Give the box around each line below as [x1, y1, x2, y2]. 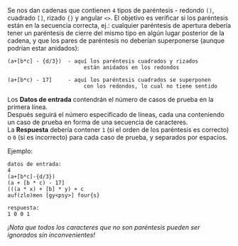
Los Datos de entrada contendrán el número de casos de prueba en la [7, 96, 214, 103]
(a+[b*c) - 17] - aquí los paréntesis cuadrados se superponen [7, 76, 212, 83]
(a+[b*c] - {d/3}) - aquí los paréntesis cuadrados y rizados [7, 58, 199, 65]
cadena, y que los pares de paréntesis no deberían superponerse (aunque [7, 36, 225, 45]
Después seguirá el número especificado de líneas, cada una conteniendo [7, 111, 225, 118]
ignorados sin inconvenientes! [7, 231, 96, 239]
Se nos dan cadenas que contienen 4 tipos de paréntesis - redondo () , [7, 6, 215, 14]
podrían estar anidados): [7, 44, 80, 52]
